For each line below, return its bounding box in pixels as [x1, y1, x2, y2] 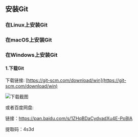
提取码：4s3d [5, 126, 34, 132]
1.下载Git [5, 65, 25, 71]
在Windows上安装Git [5, 52, 58, 59]
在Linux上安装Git [5, 21, 48, 29]
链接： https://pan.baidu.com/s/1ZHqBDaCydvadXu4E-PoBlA [5, 116, 133, 122]
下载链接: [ [5, 77, 28, 83]
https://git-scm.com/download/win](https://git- [27, 77, 127, 83]
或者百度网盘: [5, 104, 34, 111]
